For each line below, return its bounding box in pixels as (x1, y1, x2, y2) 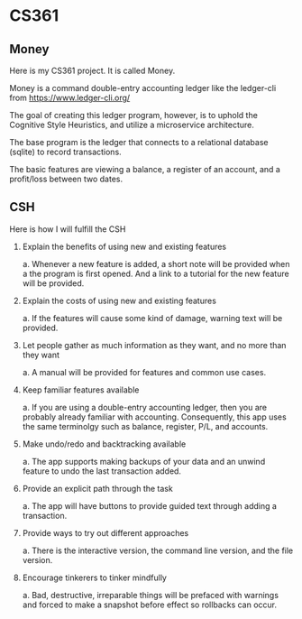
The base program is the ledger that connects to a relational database (9, 137, 269, 147)
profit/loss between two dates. (9, 173, 124, 184)
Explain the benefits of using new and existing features (22, 241, 227, 252)
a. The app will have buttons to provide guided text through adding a (22, 500, 278, 511)
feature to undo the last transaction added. (22, 466, 182, 476)
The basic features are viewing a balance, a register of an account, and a (9, 164, 281, 174)
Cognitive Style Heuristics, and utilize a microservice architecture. (9, 119, 254, 130)
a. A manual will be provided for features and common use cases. (22, 366, 267, 377)
